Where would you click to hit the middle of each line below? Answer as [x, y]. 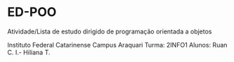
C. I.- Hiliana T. [29, 52]
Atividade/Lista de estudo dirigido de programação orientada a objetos [110, 31]
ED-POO [32, 12]
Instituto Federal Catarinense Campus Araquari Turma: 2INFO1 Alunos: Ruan [117, 45]
